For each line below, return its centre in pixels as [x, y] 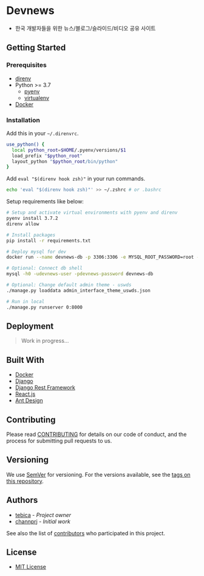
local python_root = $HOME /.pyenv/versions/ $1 [69, 150]
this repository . [25, 481]
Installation [23, 120]
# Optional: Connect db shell [45, 269]
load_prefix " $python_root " [47, 156]
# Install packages [31, 235]
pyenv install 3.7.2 [32, 219]
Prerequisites [26, 65]
